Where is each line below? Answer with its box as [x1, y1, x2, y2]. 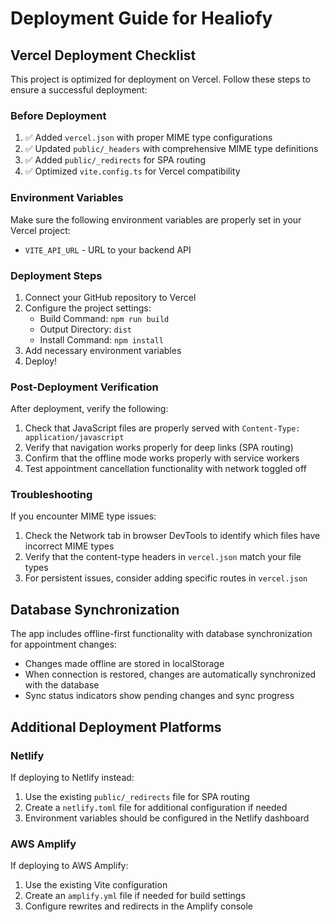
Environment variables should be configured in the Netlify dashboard [24, 812, 310, 824]
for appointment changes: [10, 638, 117, 651]
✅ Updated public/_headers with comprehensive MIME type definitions [24, 143, 319, 155]
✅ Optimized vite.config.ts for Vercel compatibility [24, 165, 241, 177]
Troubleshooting [10, 488, 93, 502]
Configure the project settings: [24, 302, 152, 314]
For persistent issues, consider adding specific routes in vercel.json [24, 572, 308, 584]
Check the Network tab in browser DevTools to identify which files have [24, 530, 321, 542]
